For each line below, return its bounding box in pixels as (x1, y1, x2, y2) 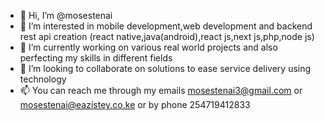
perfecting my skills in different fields (19, 52, 173, 64)
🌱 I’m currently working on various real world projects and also (19, 41, 278, 53)
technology (19, 73, 67, 85)
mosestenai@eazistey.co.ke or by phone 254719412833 (19, 99, 251, 110)
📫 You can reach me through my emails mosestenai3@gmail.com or (19, 85, 303, 96)
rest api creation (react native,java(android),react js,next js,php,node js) (19, 31, 315, 42)
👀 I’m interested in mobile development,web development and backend (19, 20, 313, 32)
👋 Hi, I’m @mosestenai (19, 10, 113, 21)
